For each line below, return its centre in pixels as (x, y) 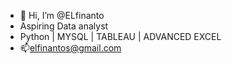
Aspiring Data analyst (64, 26)
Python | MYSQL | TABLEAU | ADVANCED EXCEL (120, 36)
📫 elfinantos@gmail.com (70, 48)
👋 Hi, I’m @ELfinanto (62, 15)
